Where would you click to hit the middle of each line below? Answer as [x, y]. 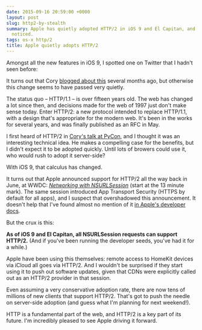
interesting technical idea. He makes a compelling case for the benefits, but [100, 142]
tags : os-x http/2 [29, 40]
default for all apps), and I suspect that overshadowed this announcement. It [101, 198]
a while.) [17, 247]
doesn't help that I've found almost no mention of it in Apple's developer [96, 204]
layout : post [23, 17]
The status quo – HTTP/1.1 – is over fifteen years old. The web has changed [99, 99]
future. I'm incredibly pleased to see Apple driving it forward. [82, 320]
